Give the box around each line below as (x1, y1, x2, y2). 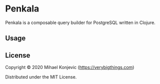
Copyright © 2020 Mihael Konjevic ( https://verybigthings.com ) (5, 64, 134, 70)
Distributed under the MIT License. (5, 74, 77, 80)
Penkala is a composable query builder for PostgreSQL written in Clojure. (5, 19, 156, 25)
